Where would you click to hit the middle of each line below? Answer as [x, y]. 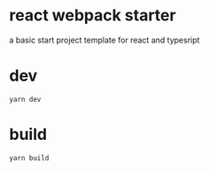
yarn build [29, 158]
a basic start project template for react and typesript [104, 40]
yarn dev [25, 99]
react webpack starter [93, 16]
